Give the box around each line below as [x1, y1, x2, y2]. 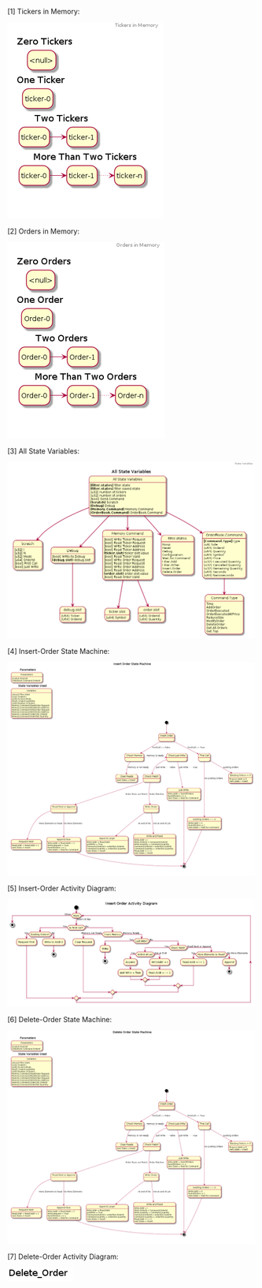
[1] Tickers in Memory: [7, 7, 80, 16]
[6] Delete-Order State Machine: [7, 1015, 113, 1025]
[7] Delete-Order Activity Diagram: [7, 1252, 119, 1261]
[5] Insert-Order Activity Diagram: [7, 883, 116, 893]
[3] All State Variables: [7, 446, 80, 456]
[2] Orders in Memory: [7, 226, 80, 236]
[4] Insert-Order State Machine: [7, 646, 110, 655]
